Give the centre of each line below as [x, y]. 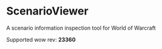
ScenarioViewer [48, 11]
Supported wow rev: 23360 [41, 39]
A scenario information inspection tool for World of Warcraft [81, 28]
